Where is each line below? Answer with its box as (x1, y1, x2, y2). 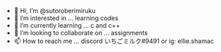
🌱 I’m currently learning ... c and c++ (13, 21, 120, 29)
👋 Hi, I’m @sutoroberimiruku (13, 7, 96, 15)
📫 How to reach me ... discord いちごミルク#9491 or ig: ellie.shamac (13, 37, 215, 45)
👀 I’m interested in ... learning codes (13, 14, 118, 22)
